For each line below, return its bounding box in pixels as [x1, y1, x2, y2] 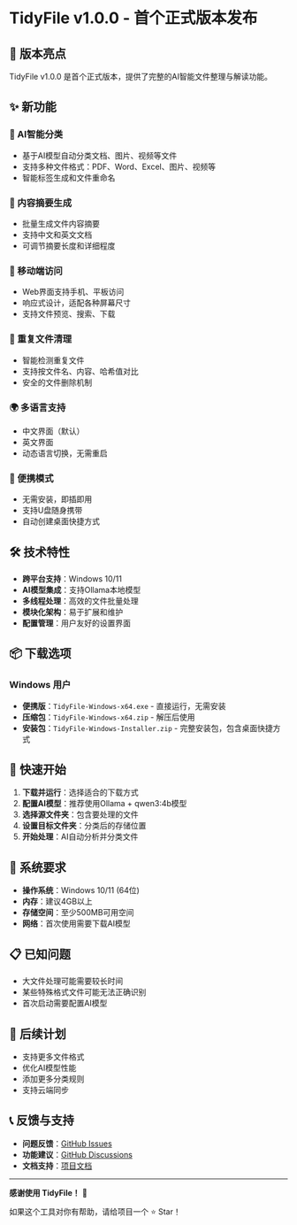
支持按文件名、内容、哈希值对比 [21, 366, 139, 376]
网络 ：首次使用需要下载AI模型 [21, 918, 131, 929]
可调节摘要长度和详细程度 [21, 240, 116, 250]
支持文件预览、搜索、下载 [21, 309, 116, 320]
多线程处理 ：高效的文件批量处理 [21, 595, 139, 606]
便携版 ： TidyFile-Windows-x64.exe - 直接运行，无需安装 [21, 700, 226, 711]
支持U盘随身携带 [21, 505, 83, 516]
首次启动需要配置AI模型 [21, 998, 108, 1009]
